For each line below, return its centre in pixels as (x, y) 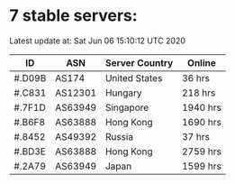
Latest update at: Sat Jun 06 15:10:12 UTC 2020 (98, 41)
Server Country (139, 62)
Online (202, 62)
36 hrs (195, 78)
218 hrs (199, 93)
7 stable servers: (73, 16)
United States (134, 78)
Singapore (127, 107)
